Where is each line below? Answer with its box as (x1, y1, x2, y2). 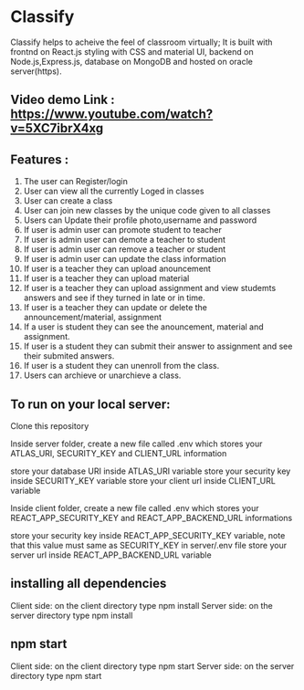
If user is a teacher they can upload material (23, 273, 190, 284)
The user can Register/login (23, 176, 129, 187)
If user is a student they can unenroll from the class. (23, 361, 220, 371)
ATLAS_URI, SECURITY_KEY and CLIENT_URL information (10, 447, 227, 458)
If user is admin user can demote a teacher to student (23, 235, 226, 246)
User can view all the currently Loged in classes (23, 185, 204, 197)
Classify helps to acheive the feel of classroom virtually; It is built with (10, 37, 273, 47)
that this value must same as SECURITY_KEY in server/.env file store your (10, 539, 287, 550)
